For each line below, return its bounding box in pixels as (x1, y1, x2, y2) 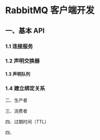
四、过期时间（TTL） (5, 119, 49, 125)
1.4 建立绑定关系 (5, 84, 45, 91)
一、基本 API (5, 26, 45, 35)
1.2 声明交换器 (5, 58, 40, 65)
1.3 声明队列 (5, 71, 30, 77)
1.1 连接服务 (5, 42, 33, 50)
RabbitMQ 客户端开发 (5, 5, 95, 16)
